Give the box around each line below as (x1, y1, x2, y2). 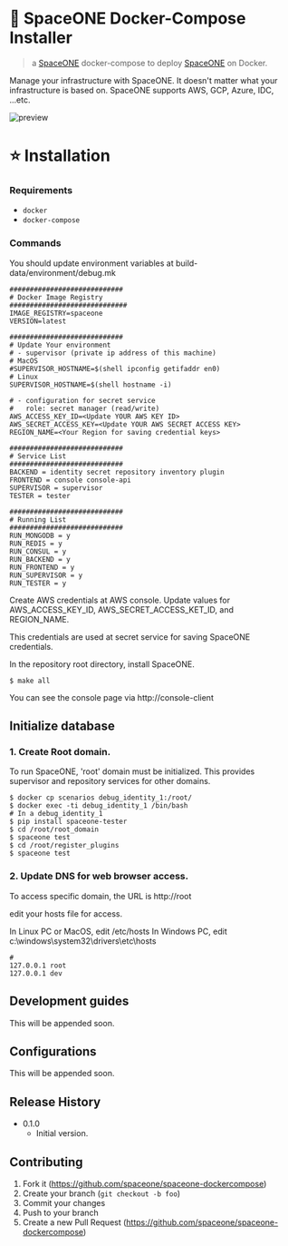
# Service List (9, 451, 67, 461)
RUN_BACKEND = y (9, 554, 71, 564)
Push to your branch (22, 1207, 100, 1218)
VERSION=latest (9, 317, 67, 326)
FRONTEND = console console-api (9, 476, 131, 485)
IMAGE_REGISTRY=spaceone (9, 309, 103, 318)
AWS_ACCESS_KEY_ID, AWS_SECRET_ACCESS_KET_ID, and (9, 603, 234, 615)
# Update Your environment (9, 340, 111, 349)
